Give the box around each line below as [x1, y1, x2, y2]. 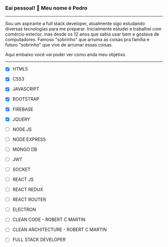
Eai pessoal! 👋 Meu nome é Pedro [5, 5, 87, 12]
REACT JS [12, 176, 34, 182]
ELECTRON [12, 206, 36, 212]
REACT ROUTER [12, 196, 46, 202]
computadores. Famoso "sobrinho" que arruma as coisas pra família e [5, 37, 149, 43]
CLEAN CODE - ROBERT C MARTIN [12, 216, 86, 222]
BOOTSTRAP [12, 96, 39, 102]
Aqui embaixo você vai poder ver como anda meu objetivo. [5, 52, 126, 58]
